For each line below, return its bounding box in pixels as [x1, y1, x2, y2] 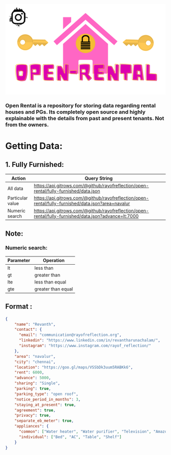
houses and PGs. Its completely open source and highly [5, 108, 146, 116]
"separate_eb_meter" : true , [14, 418, 74, 423]
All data [7, 185, 24, 191]
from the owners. [5, 121, 49, 128]
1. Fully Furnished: [5, 160, 65, 169]
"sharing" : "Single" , [14, 381, 60, 386]
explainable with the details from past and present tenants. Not [5, 115, 164, 122]
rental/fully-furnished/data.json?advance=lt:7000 [34, 213, 139, 219]
